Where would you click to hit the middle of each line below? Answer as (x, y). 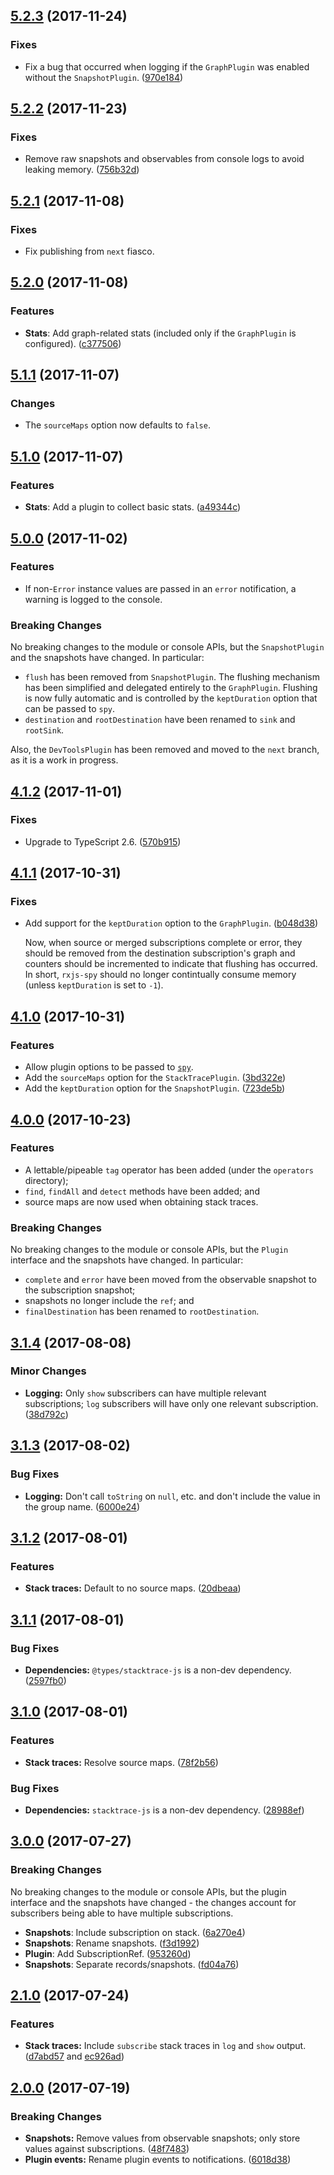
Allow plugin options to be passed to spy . (109, 1067)
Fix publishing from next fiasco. (89, 251)
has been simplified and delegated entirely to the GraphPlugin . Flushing (171, 688)
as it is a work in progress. (64, 760)
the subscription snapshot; (80, 1290)
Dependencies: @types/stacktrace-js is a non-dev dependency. (158, 1670)
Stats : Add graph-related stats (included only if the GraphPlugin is (160, 333)
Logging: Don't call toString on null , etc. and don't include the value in (172, 1496)
